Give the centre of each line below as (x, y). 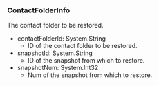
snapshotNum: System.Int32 (58, 68)
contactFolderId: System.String (61, 39)
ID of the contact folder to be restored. (82, 46)
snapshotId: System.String (55, 53)
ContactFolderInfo (39, 10)
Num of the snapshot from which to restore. (90, 75)
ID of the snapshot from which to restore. (86, 61)
